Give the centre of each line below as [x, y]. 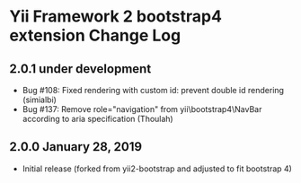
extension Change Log [95, 35]
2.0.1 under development [80, 69]
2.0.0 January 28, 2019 [75, 147]
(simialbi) [39, 100]
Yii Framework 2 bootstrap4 [116, 17]
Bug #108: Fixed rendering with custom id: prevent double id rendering [153, 90]
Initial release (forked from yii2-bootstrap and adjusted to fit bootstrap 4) [157, 169]
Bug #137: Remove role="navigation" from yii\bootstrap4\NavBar [142, 109]
